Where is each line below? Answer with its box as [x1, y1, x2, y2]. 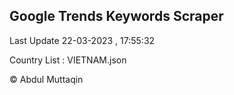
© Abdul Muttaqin [9, 73, 84, 85]
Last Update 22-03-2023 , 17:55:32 [9, 34, 156, 46]
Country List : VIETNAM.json [9, 54, 127, 66]
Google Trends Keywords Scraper [9, 8, 224, 25]
